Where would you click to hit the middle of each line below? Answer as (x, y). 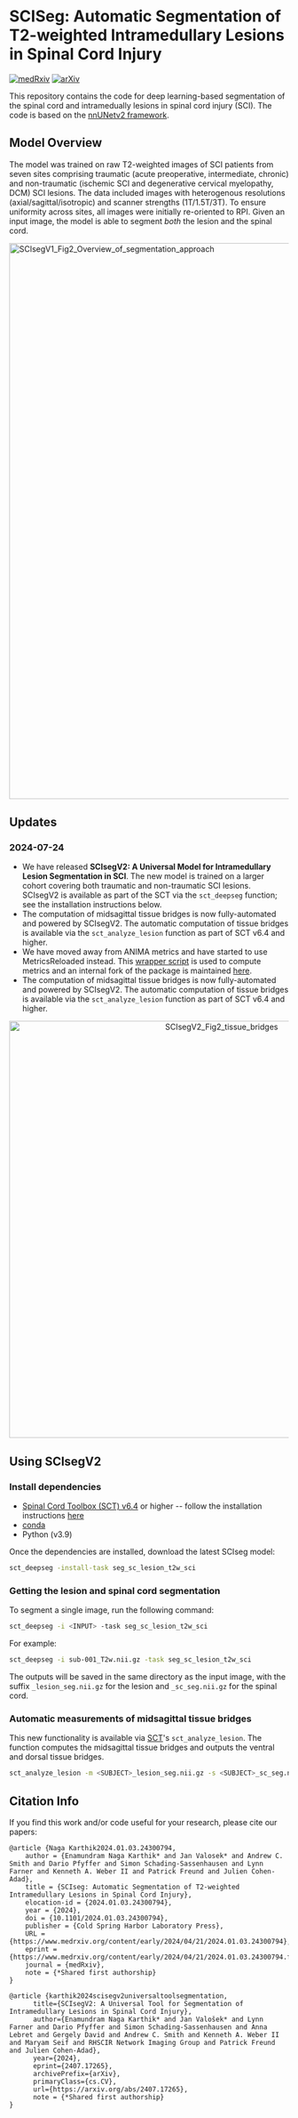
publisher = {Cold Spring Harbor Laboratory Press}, (125, 1926)
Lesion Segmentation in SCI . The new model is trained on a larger (143, 876)
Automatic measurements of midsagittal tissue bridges (130, 1719)
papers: (23, 1832)
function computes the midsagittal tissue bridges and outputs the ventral (142, 1748)
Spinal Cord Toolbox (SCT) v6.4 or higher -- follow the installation (142, 1506)
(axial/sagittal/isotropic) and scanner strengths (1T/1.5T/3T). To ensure (137, 202)
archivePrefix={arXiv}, (77, 2074)
